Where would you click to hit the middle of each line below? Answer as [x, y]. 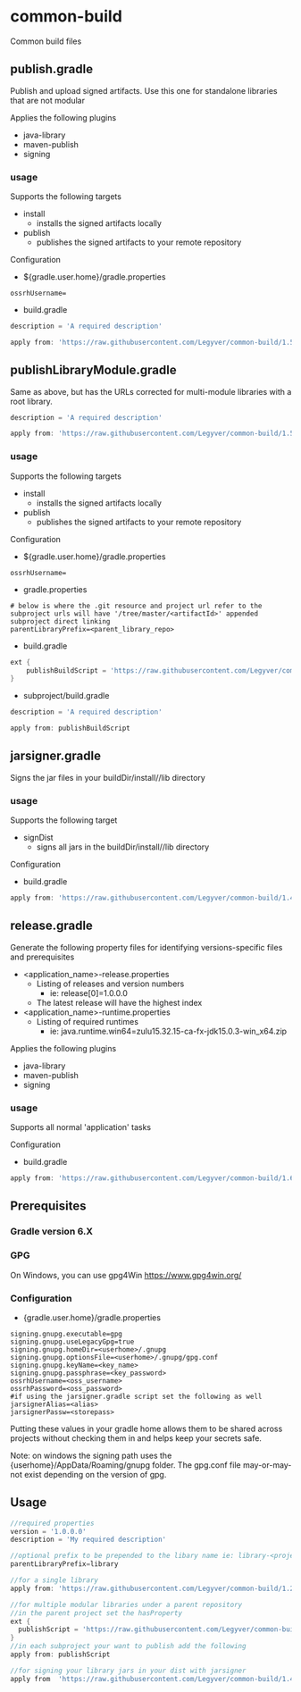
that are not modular [48, 100]
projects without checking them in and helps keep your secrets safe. [136, 1438]
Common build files [46, 41]
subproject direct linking [60, 621]
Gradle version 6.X [51, 1232]
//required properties [52, 1523]
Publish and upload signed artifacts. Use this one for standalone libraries [144, 90]
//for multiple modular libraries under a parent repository [126, 1604]
